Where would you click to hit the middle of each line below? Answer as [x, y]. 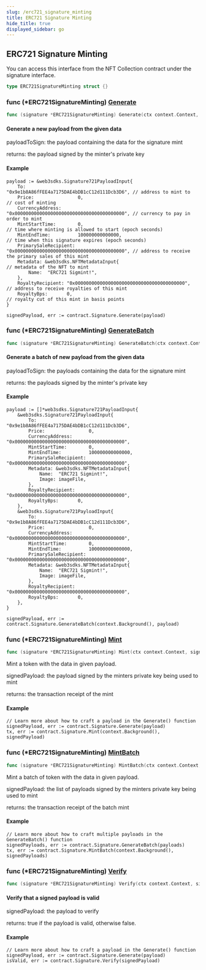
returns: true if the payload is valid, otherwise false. [71, 923]
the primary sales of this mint [48, 256]
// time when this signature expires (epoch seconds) [77, 240]
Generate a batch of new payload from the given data [76, 357]
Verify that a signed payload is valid [53, 898]
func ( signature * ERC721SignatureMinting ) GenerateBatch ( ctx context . [98, 343]
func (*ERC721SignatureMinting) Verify [67, 871]
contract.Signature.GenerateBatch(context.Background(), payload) [93, 624]
